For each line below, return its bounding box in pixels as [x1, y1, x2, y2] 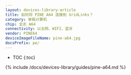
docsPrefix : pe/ [5, 41, 40, 46]
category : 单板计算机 [5, 17, 47, 22]
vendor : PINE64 [5, 31, 38, 36]
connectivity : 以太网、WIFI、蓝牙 [5, 26, 73, 31]
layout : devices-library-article [5, 7, 76, 13]
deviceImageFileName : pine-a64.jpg [5, 36, 81, 41]
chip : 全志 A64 [5, 21, 36, 27]
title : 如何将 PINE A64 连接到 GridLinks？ [5, 12, 93, 17]
